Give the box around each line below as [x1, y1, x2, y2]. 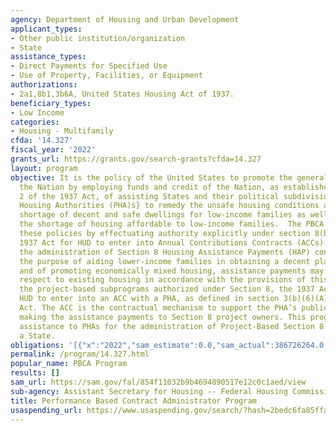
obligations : [10, 340, 65, 350]
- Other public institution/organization [10, 33, 186, 43]
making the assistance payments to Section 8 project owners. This [19, 312, 307, 322]
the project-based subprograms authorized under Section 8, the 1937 [19, 284, 315, 295]
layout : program [10, 163, 78, 173]
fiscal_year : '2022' [10, 145, 97, 155]
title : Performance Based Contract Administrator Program [10, 396, 257, 406]
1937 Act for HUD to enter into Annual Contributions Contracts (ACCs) [19, 237, 325, 248]
